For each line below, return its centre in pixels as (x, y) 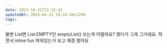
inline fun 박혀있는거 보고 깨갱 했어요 (52, 40)
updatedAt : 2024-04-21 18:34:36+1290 (45, 15)
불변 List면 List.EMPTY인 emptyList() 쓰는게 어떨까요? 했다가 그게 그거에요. (81, 34)
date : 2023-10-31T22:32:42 (34, 10)
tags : (11, 19)
